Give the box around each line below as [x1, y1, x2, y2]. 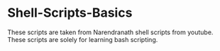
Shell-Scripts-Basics [7, 5, 133, 21]
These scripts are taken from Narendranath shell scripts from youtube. [7, 28, 214, 36]
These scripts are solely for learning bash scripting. [7, 35, 158, 43]
